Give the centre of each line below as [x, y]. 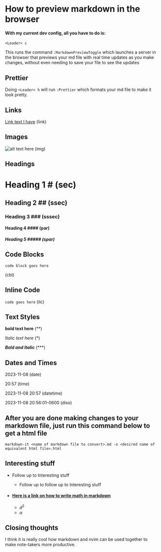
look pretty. [16, 95]
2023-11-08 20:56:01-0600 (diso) [39, 403]
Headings [20, 164]
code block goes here [27, 266]
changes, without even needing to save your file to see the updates [72, 63]
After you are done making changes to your [72, 418]
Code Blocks [24, 254]
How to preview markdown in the [73, 9]
